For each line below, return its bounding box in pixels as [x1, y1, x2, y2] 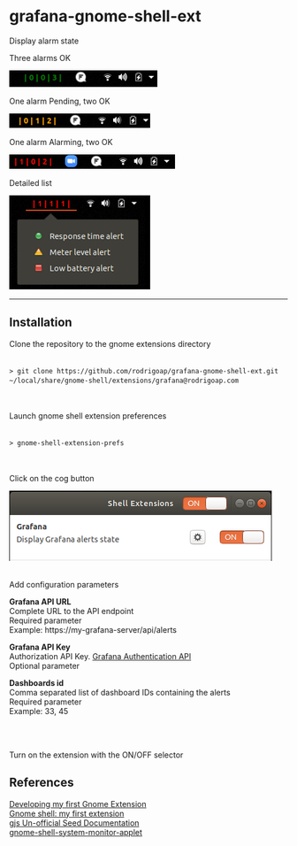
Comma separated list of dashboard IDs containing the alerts [9, 687, 232, 697]
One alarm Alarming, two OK [9, 136, 113, 147]
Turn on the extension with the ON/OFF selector [9, 750, 184, 760]
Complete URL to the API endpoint [9, 605, 134, 616]
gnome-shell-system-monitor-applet [9, 827, 143, 837]
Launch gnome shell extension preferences [9, 410, 167, 421]
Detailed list [9, 177, 52, 188]
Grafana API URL [9, 596, 72, 607]
